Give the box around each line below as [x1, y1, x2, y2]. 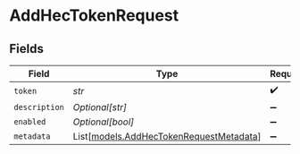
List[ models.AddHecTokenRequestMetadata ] [72, 131, 262, 142]
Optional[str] [72, 101, 128, 113]
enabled [13, 117, 46, 126]
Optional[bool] [72, 115, 135, 128]
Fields [9, 41, 45, 56]
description [13, 102, 65, 112]
